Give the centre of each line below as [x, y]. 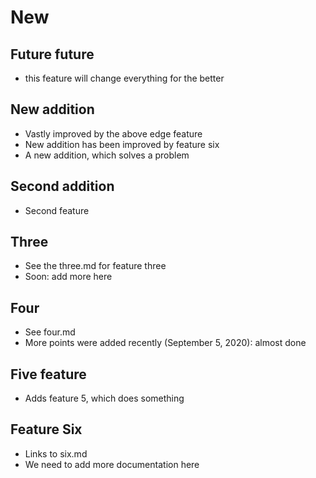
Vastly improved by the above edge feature [113, 133]
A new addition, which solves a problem [107, 155]
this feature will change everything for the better [124, 78]
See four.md [50, 332]
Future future [52, 54]
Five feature [48, 374]
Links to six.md [56, 453]
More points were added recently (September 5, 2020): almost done [165, 343]
